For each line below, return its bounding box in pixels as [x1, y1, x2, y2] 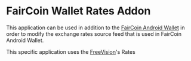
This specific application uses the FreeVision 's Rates [6, 48, 135, 55]
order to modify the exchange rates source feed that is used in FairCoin [6, 30, 182, 37]
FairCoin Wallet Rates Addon [6, 4, 151, 18]
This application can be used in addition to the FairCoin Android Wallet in [6, 24, 185, 31]
